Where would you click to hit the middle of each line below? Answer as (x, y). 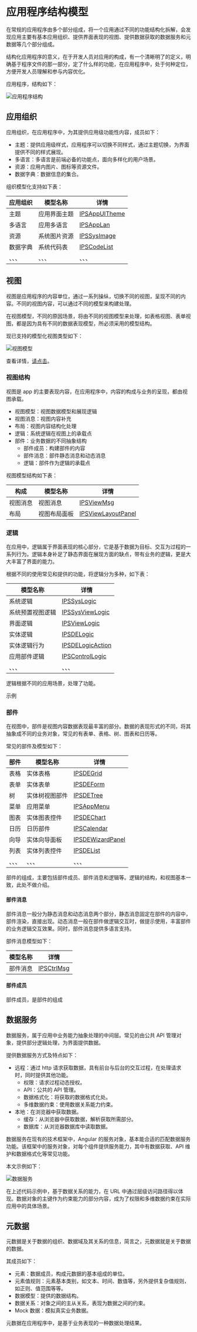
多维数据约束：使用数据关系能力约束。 (69, 1104)
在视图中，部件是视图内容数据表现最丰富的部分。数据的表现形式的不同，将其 (98, 726)
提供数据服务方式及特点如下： (42, 1055)
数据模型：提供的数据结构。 (48, 1296)
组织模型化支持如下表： (34, 187)
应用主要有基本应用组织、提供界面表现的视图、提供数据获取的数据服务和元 (101, 36)
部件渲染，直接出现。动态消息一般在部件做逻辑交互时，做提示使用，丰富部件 (98, 921)
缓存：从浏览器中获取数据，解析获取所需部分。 (80, 1119)
